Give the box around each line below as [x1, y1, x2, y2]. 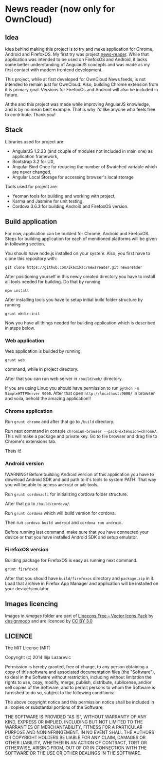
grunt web [5, 358, 25, 362]
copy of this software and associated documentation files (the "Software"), [5, 669, 156, 675]
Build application [5, 218, 57, 226]
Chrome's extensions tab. [5, 439, 57, 444]
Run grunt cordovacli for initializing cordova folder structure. [5, 491, 128, 497]
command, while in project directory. [5, 366, 79, 372]
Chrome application [5, 407, 53, 414]
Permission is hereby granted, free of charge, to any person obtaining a [5, 664, 148, 670]
